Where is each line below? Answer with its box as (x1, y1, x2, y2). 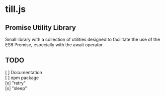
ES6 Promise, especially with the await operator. (5, 42, 104, 48)
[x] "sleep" (5, 85, 27, 91)
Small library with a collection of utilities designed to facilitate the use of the (5, 36, 161, 42)
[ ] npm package (5, 75, 39, 81)
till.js (5, 3, 26, 15)
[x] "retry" (5, 80, 26, 86)
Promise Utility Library (5, 23, 76, 32)
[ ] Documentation (5, 69, 42, 75)
